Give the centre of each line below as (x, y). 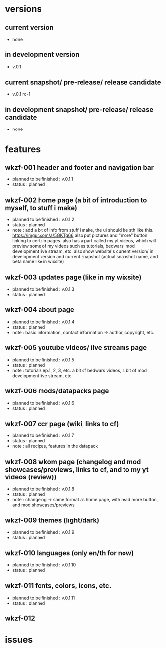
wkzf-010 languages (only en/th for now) (70, 553)
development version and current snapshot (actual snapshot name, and (85, 257)
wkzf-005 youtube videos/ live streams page (76, 348)
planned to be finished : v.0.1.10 (44, 565)
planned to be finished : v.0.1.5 (43, 360)
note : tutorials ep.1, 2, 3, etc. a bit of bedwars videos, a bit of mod (80, 370)
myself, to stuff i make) (41, 208)
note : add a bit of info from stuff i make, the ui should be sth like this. (83, 230)
